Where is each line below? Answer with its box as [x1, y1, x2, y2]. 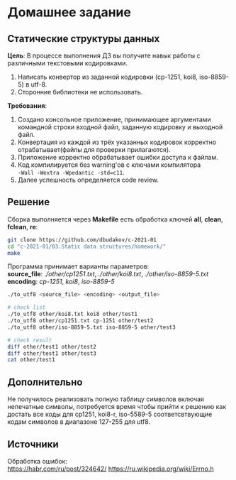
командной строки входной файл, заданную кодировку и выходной [17, 123, 223, 131]
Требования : [7, 102, 47, 110]
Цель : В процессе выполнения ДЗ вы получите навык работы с [7, 51, 201, 60]
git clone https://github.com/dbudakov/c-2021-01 [7, 236, 157, 244]
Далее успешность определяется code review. [17, 175, 159, 184]
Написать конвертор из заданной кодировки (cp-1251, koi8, [17, 72, 198, 81]
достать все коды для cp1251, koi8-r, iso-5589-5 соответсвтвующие [7, 410, 213, 419]
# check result [7, 337, 52, 344]
